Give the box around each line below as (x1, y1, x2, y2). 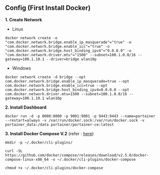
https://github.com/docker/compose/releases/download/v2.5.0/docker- (5, 153, 149, 158)
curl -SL (5, 148, 23, 153)
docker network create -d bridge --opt (5, 75, 86, 80)
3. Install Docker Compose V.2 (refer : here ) (5, 130, 94, 136)
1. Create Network (5, 16, 42, 22)
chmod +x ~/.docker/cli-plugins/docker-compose (5, 165, 104, 170)
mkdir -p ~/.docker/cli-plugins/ (5, 140, 73, 145)
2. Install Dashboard (5, 104, 47, 110)
